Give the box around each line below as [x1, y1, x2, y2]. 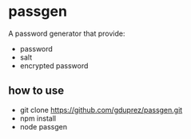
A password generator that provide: [8, 29, 125, 38]
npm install [19, 114, 57, 123]
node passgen [19, 122, 68, 131]
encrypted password [19, 60, 89, 70]
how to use [8, 84, 65, 98]
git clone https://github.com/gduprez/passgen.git [19, 105, 183, 114]
